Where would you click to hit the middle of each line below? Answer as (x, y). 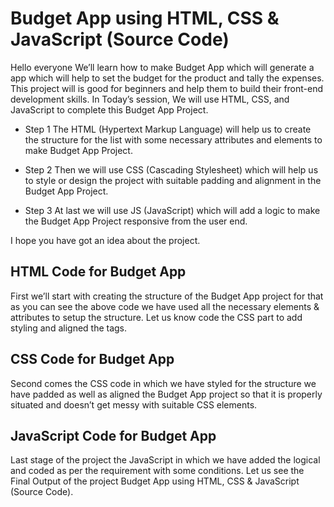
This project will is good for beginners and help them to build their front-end (167, 88)
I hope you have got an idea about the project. (105, 240)
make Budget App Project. (78, 150)
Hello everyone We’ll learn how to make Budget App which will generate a (162, 67)
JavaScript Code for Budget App (113, 435)
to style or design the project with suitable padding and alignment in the (173, 180)
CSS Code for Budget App (92, 359)
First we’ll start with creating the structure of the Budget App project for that (167, 296)
